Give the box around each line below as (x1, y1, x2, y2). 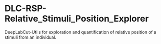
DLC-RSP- (4, 3, 47, 14)
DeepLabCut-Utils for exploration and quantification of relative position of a (4, 29, 157, 35)
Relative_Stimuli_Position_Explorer (4, 13, 149, 24)
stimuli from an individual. (4, 34, 57, 40)
